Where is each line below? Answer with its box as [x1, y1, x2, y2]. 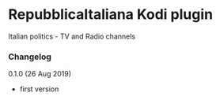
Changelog [8, 51, 51, 62]
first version [19, 84, 59, 94]
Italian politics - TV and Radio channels [8, 31, 136, 41]
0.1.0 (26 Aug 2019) [8, 69, 72, 79]
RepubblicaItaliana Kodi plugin [8, 6, 214, 24]
